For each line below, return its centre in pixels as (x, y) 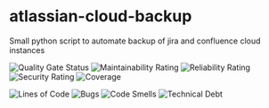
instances (27, 50)
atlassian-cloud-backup (101, 16)
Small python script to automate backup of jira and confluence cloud (135, 41)
